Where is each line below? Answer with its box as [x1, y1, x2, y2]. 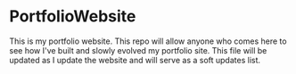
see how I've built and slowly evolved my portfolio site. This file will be [9, 45, 267, 55]
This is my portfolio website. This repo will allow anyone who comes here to [9, 36, 287, 46]
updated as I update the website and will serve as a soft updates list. [9, 54, 261, 65]
